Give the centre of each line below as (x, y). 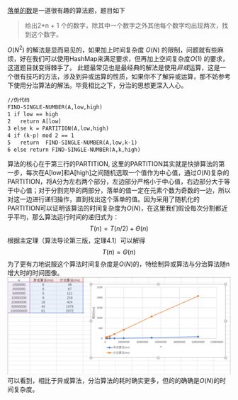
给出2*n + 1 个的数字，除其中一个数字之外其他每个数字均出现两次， (123, 26)
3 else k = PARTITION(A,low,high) (58, 128)
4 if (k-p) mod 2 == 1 (41, 135)
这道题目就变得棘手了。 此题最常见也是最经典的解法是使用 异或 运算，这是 (114, 67)
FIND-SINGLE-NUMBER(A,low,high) (55, 107)
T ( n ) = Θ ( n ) (119, 252)
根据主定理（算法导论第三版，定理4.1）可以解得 (76, 240)
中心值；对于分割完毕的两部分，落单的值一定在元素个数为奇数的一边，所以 (122, 190)
